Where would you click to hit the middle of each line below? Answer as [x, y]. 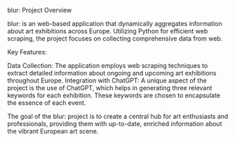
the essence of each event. [47, 103]
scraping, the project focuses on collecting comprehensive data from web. [115, 38]
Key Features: [27, 52]
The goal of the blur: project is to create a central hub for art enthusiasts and [118, 116]
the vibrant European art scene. [53, 131]
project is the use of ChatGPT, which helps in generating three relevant [110, 88]
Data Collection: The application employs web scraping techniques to [108, 65]
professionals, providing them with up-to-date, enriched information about [115, 124]
